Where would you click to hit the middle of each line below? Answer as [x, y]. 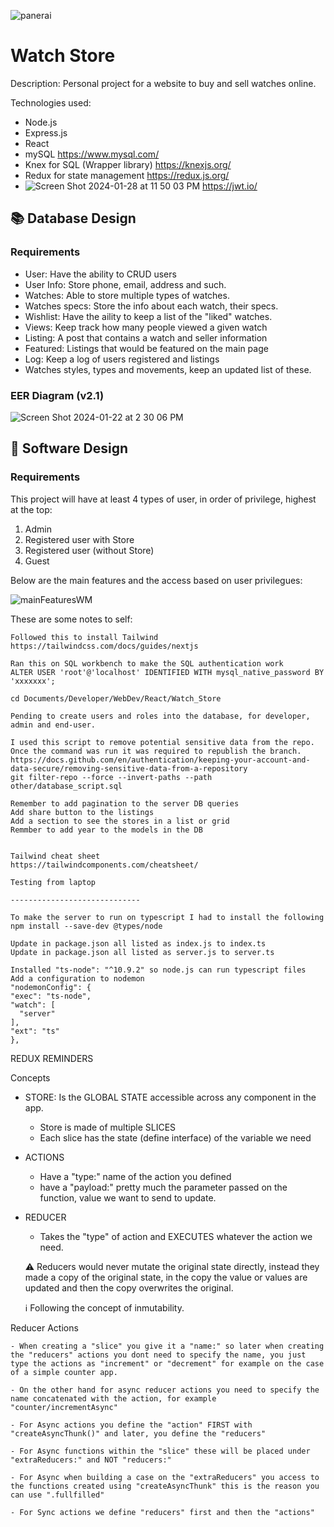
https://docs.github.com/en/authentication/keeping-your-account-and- [160, 760]
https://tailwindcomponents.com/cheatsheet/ [104, 865]
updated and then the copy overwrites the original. [129, 1287]
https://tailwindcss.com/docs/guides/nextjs [104, 646]
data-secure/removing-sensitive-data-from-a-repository [129, 768]
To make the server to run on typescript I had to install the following [167, 917]
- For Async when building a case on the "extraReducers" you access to [165, 1477]
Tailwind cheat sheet [55, 856]
